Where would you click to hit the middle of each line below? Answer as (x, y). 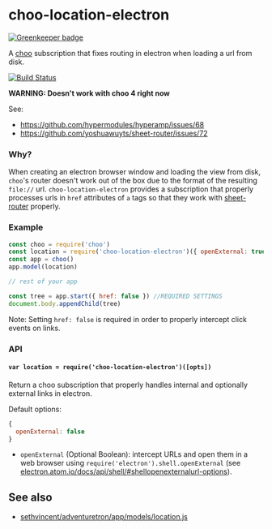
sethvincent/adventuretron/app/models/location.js (104, 517)
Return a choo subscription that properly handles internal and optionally (128, 385)
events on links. (34, 328)
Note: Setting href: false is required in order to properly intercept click (127, 319)
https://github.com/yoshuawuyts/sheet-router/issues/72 (114, 133)
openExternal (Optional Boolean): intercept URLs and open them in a (134, 454)
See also (30, 497)
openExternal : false (50, 432)
